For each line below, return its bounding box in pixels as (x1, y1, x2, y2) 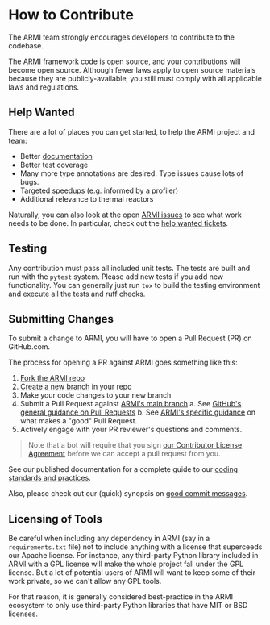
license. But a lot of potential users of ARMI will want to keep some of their (8, 568, 256, 577)
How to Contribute (8, 6, 135, 24)
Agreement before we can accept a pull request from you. (27, 449, 221, 459)
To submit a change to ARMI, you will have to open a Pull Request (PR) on (8, 333, 252, 344)
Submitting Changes (8, 312, 114, 326)
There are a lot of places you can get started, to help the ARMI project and (8, 127, 255, 136)
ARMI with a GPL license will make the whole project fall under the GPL (8, 559, 244, 569)
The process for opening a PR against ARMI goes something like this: (8, 357, 238, 368)
